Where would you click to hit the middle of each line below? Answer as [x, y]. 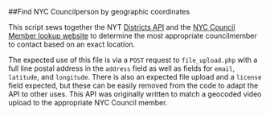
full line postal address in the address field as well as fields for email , [122, 68]
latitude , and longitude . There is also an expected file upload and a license [135, 77]
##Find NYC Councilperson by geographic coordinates [99, 12]
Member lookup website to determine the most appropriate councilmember [133, 36]
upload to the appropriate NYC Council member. [88, 103]
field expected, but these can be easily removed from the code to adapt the [133, 85]
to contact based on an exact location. [72, 44]
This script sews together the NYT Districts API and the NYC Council [122, 27]
